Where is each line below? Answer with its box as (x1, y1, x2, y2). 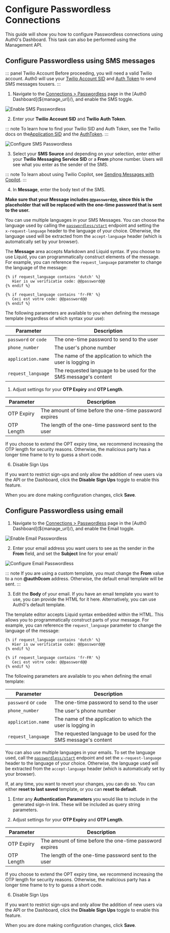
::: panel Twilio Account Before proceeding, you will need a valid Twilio (5, 70, 153, 76)
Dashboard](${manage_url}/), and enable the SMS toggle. (12, 96, 133, 102)
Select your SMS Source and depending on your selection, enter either (12, 151, 161, 157)
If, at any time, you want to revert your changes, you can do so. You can (5, 780, 155, 787)
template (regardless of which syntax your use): (5, 315, 105, 321)
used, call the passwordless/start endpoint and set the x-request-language (5, 754, 162, 761)
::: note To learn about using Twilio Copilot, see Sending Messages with (5, 171, 154, 177)
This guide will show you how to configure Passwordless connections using (5, 31, 163, 37)
